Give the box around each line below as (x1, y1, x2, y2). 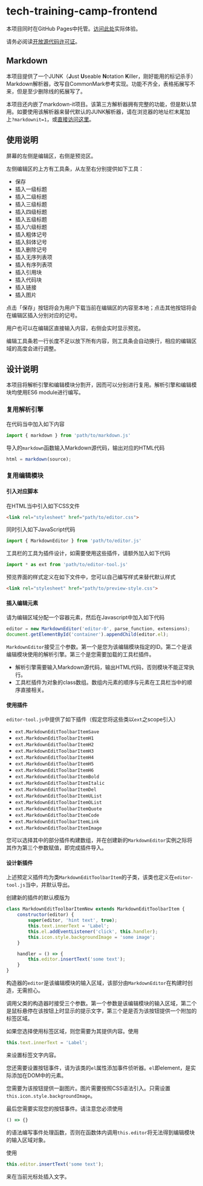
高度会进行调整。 (16, 344, 59, 352)
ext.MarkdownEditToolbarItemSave (14, 729, 100, 735)
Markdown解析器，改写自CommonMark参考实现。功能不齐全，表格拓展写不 (6, 80, 195, 87)
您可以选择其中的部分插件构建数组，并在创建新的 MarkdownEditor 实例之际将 (6, 837, 193, 844)
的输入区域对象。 (6, 1136, 49, 1143)
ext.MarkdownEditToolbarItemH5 (14, 761, 94, 767)
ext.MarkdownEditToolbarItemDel (14, 787, 97, 793)
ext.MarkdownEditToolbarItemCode (14, 813, 100, 819)
